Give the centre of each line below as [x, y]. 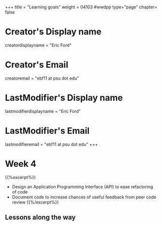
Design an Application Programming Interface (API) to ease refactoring [82, 187]
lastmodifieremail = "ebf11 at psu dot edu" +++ [52, 144]
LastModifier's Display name [64, 98]
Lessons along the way [40, 218]
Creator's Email [37, 65]
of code [20, 192]
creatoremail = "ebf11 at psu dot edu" [42, 78]
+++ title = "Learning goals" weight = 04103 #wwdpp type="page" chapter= [81, 7]
